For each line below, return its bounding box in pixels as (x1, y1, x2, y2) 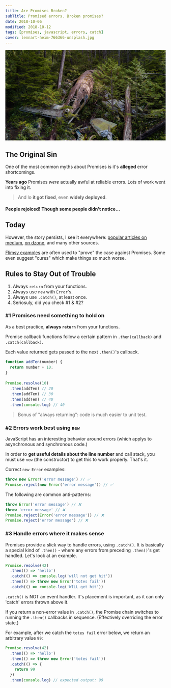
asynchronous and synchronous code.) (5, 441, 88, 447)
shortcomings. (5, 169, 36, 175)
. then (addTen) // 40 (10, 397, 53, 402)
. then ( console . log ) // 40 (10, 402, 65, 407)
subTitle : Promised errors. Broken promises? (5, 13, 103, 19)
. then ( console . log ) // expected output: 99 (10, 678, 103, 683)
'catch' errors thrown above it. (5, 599, 69, 605)
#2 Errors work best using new (5, 424, 80, 431)
